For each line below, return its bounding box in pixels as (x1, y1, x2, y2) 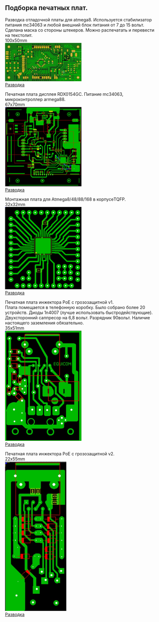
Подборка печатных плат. (5, 4, 88, 12)
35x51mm (5, 325, 25, 331)
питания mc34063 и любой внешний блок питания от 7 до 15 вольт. (5, 22, 144, 28)
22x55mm (5, 456, 25, 462)
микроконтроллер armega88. (5, 96, 66, 102)
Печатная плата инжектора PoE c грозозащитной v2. (5, 450, 115, 456)
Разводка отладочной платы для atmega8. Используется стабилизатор (5, 17, 152, 22)
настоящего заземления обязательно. (5, 320, 84, 326)
